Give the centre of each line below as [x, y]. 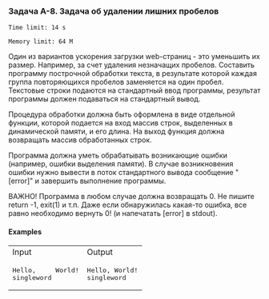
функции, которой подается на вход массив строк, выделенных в [121, 123]
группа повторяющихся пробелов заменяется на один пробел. [116, 82]
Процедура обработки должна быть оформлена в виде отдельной [122, 114]
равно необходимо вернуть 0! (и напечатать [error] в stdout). [113, 213]
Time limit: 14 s [37, 28]
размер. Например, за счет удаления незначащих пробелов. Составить [131, 65]
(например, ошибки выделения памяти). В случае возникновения [121, 164]
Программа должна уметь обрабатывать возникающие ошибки [118, 155]
